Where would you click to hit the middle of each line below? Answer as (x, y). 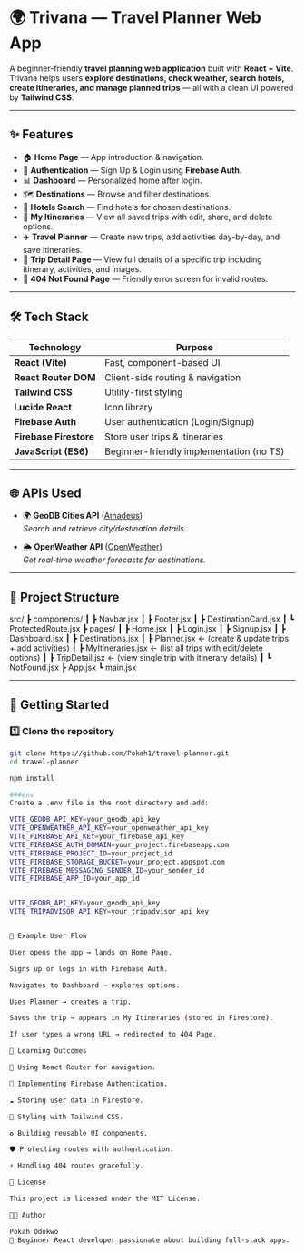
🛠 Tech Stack (49, 317)
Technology (55, 347)
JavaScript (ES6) (51, 451)
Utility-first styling (143, 392)
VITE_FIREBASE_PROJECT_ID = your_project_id (91, 853)
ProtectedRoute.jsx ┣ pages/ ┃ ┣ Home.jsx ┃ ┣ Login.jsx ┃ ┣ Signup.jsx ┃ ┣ (148, 629)
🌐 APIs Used (45, 493)
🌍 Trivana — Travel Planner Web (135, 18)
